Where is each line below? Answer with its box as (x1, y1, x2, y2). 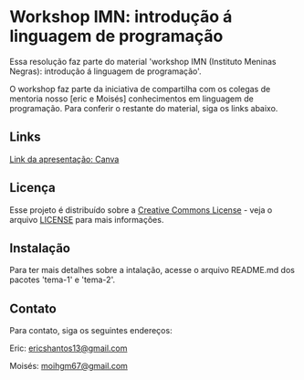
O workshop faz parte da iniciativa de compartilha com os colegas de (9, 83, 271, 94)
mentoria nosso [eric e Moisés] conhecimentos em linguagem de (9, 93, 254, 104)
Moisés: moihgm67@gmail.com (9, 361, 128, 372)
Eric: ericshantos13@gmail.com (9, 343, 128, 354)
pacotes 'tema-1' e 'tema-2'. (9, 274, 116, 285)
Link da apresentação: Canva (9, 153, 120, 164)
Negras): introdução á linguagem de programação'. (9, 66, 203, 77)
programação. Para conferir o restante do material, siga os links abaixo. (9, 102, 278, 113)
